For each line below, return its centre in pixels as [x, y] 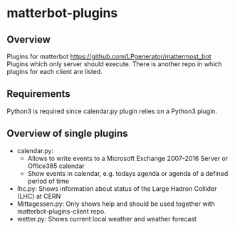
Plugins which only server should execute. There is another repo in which [114, 64]
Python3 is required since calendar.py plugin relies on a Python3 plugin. [112, 111]
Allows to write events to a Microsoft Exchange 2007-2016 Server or [128, 158]
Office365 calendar [56, 166]
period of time [48, 181]
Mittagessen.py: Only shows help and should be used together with [116, 204]
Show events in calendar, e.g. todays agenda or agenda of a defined [128, 173]
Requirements [38, 94]
